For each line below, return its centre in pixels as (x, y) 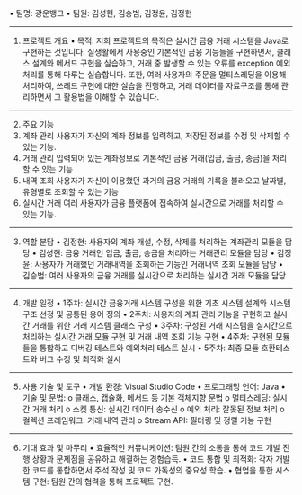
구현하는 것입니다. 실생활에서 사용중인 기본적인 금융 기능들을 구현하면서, (148, 52)
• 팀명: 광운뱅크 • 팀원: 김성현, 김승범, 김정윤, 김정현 (101, 13)
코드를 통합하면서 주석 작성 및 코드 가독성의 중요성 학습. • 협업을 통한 (153, 470)
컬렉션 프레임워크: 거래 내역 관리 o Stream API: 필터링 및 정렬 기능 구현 (147, 420)
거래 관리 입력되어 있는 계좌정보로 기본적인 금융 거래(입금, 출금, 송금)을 (146, 158)
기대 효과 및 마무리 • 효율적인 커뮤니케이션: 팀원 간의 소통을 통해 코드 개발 (151, 448)
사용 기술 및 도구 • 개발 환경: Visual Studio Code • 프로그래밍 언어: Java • (154, 386)
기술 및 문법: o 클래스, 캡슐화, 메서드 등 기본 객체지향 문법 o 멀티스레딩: (147, 398)
